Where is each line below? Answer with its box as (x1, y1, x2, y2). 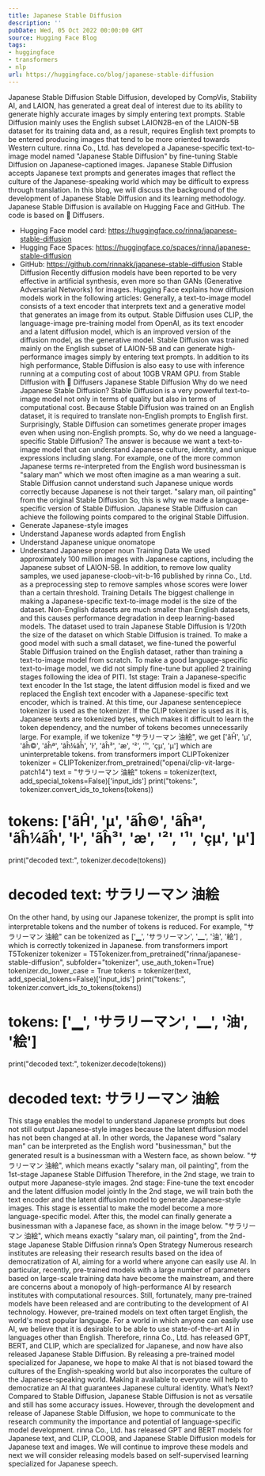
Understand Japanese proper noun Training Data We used (19, 545, 210, 555)
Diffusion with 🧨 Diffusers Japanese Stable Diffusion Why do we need (19, 377, 248, 387)
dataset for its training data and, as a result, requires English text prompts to (8, 126, 256, 136)
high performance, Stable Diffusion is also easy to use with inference (19, 360, 245, 369)
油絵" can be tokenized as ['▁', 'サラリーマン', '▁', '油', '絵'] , (44, 931, 243, 941)
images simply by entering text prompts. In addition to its (64, 352, 249, 361)
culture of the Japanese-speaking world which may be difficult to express (8, 176, 249, 186)
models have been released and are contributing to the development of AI (8, 1299, 249, 1309)
